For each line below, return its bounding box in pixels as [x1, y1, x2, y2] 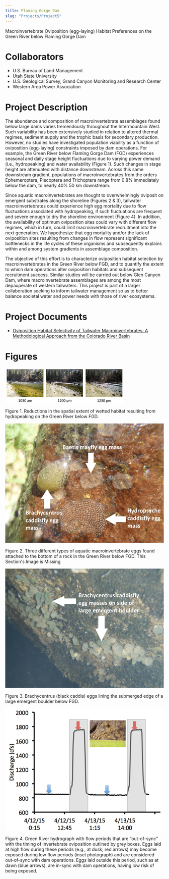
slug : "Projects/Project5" [5, 13, 62, 19]
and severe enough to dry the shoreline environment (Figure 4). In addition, [5, 214, 161, 220]
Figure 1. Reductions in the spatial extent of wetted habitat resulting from [5, 408, 156, 414]
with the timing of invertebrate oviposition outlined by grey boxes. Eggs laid [5, 841, 161, 847]
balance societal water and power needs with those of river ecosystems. [5, 293, 156, 299]
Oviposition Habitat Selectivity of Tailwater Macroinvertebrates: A [12, 328, 148, 334]
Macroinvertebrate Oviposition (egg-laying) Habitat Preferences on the [5, 28, 152, 34]
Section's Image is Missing [5, 558, 61, 564]
